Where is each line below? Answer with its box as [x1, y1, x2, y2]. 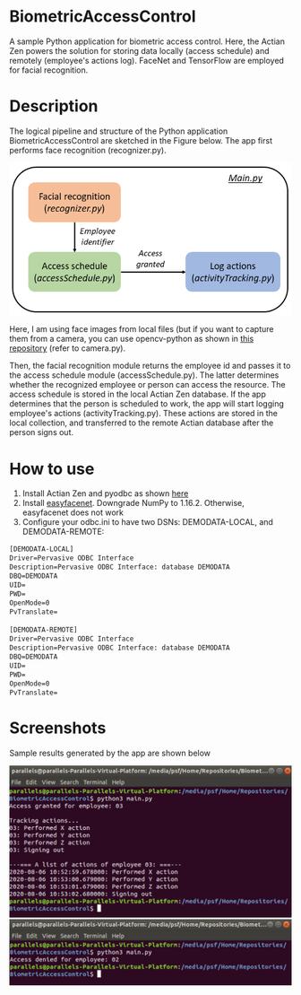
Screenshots [9, 718, 107, 738]
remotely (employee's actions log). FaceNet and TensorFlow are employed [9, 55, 285, 65]
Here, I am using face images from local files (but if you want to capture [9, 324, 274, 335]
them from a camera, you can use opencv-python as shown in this [9, 334, 254, 345]
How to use [9, 458, 95, 479]
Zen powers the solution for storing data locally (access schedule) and [9, 45, 271, 56]
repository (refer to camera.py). [9, 343, 126, 353]
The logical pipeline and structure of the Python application [9, 126, 228, 136]
